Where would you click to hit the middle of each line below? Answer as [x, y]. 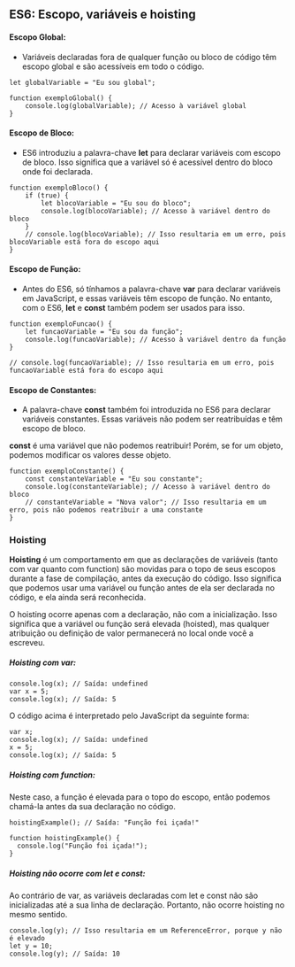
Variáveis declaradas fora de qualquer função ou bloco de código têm [149, 57]
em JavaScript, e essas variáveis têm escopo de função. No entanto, [147, 298]
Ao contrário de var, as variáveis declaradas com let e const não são [134, 896]
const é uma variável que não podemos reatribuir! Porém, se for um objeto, [146, 445]
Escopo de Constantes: [53, 390]
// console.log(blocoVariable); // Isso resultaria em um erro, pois [156, 234]
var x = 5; [29, 692]
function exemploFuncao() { [61, 324]
